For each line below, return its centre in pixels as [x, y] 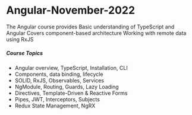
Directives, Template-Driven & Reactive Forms [71, 93]
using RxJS [20, 39]
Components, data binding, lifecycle [59, 74]
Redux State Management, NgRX [55, 106]
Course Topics [25, 53]
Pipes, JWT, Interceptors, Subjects [57, 99]
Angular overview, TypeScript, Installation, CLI [71, 68]
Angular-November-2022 [71, 10]
